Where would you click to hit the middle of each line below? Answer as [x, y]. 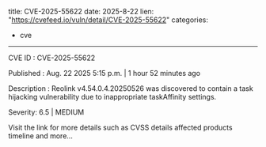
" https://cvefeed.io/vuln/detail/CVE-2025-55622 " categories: [108, 20]
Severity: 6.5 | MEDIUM [46, 112]
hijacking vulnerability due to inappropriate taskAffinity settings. [112, 97]
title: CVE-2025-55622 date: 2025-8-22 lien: [81, 11]
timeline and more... [41, 136]
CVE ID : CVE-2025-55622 [52, 58]
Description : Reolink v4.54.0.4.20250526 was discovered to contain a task [131, 89]
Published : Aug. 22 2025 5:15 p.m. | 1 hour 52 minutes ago [104, 73]
